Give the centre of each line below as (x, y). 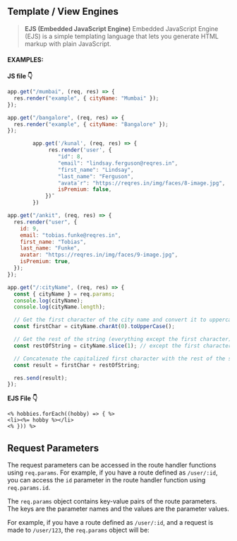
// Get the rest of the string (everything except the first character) (123, 339)
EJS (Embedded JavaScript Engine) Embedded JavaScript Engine (121, 28)
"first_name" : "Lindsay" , (96, 170)
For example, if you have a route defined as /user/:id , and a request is (110, 523)
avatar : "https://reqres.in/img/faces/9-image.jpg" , (99, 255)
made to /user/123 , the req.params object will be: (78, 530)
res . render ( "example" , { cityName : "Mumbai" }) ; (86, 98)
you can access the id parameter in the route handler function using (107, 480)
